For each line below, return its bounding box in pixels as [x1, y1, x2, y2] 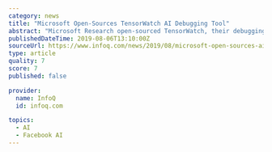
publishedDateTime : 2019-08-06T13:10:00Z [8, 34, 151, 43]
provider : [8, 87, 42, 95]
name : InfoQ [15, 94, 57, 102]
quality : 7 [8, 57, 45, 65]
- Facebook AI [15, 131, 63, 140]
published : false [8, 72, 67, 80]
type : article [8, 49, 57, 57]
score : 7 [8, 65, 38, 73]
